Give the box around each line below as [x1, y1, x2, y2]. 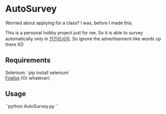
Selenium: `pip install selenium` [5, 69, 70, 75]
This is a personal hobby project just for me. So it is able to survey [5, 29, 143, 35]
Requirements [5, 56, 51, 65]
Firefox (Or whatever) [5, 74, 50, 81]
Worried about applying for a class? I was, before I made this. [5, 20, 133, 26]
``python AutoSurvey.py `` [5, 103, 59, 109]
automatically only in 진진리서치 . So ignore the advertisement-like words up [5, 35, 161, 42]
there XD [5, 41, 24, 47]
